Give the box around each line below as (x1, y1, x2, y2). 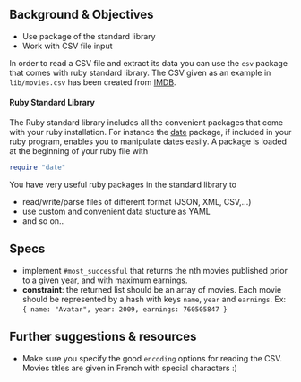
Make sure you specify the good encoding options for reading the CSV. (21, 352, 283, 363)
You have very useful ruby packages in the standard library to (9, 179, 237, 190)
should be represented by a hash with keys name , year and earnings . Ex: (21, 293, 287, 304)
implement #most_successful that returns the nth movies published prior (21, 265, 288, 276)
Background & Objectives (9, 7, 154, 22)
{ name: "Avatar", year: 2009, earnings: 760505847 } (21, 304, 228, 314)
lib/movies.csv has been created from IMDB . (9, 76, 176, 88)
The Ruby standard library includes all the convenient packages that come (9, 117, 284, 128)
